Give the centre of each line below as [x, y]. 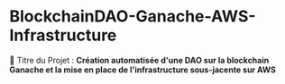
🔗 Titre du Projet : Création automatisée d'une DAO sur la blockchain [139, 60]
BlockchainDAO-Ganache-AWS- [133, 17]
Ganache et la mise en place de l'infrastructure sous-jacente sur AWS [143, 70]
